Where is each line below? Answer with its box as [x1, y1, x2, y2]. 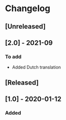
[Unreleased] [5, 22, 46, 31]
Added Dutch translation [12, 64, 61, 70]
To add [5, 53, 22, 60]
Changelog [5, 3, 50, 14]
